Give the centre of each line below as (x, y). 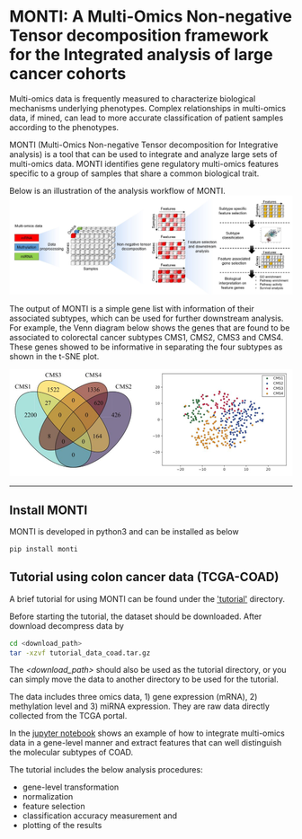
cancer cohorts (68, 74)
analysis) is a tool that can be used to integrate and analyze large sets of (143, 154)
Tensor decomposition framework (139, 35)
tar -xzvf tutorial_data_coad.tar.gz (80, 653)
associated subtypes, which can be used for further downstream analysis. (147, 318)
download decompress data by (67, 625)
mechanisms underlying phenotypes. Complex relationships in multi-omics (147, 108)
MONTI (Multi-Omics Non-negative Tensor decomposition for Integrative (144, 145)
